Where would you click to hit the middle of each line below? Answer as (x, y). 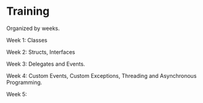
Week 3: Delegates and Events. (46, 64)
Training (28, 11)
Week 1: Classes (27, 40)
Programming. (24, 82)
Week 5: (17, 94)
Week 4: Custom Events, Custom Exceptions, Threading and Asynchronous (101, 75)
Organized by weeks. (33, 28)
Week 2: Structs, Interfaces (41, 52)
